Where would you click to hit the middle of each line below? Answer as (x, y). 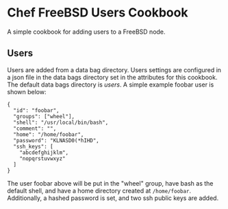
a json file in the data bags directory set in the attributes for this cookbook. (112, 77)
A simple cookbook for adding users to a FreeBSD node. (86, 32)
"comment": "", (35, 129)
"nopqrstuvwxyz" (43, 158)
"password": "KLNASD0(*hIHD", (56, 140)
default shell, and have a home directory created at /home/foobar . (99, 190)
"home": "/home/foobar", (49, 134)
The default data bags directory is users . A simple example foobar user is (111, 85)
